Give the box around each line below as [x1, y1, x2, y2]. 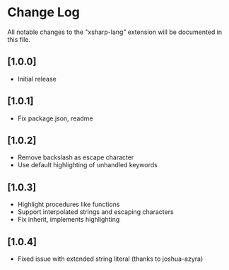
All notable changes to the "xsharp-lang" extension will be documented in [7, 28, 223, 36]
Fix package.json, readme [17, 114, 93, 123]
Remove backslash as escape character [17, 153, 134, 162]
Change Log [7, 4, 80, 21]
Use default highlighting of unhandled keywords [17, 161, 158, 169]
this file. [7, 35, 30, 43]
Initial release [17, 74, 57, 83]
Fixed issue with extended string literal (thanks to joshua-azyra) [17, 254, 204, 263]
